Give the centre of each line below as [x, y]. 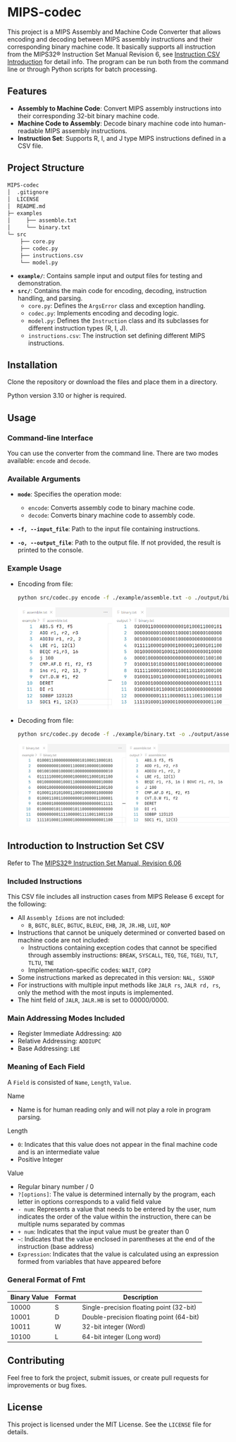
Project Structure [46, 168]
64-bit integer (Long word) [122, 1336]
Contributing [36, 1361]
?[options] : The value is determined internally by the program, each [117, 1194]
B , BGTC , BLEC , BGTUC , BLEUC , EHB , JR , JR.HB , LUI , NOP [99, 925]
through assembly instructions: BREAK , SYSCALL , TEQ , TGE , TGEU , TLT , [123, 955]
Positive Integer [40, 1159]
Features [27, 91]
